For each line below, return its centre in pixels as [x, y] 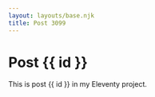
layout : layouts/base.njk [51, 16]
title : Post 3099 [37, 23]
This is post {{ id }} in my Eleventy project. [78, 84]
